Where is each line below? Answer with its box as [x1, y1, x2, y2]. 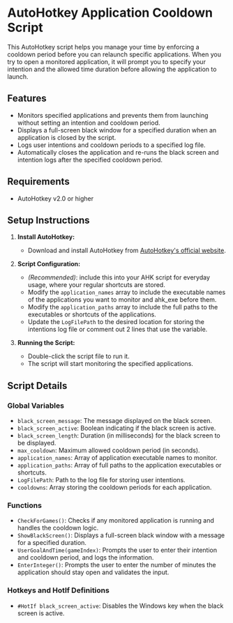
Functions [7, 500, 42, 510]
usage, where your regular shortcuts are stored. [27, 281, 165, 289]
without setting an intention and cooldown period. [17, 118, 160, 127]
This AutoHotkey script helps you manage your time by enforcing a [7, 43, 200, 51]
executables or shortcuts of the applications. [27, 310, 157, 318]
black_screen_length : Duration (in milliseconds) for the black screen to [17, 431, 221, 440]
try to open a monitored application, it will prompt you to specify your [7, 57, 206, 66]
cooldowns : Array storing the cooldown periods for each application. [17, 483, 212, 492]
